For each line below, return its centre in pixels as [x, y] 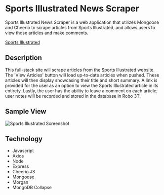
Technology [24, 139]
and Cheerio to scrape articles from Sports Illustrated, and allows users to [80, 27]
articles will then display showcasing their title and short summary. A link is [81, 80]
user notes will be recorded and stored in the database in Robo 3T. [73, 96]
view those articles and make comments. [47, 33]
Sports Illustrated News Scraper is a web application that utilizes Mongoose [82, 22]
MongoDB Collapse [32, 188]
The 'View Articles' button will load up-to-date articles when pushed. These [82, 75]
